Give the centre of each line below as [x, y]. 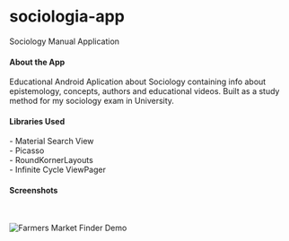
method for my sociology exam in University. [92, 101]
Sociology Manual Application [64, 41]
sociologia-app [67, 17]
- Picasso [27, 151]
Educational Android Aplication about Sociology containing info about [138, 82]
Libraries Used [37, 121]
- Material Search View [52, 142]
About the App [37, 62]
